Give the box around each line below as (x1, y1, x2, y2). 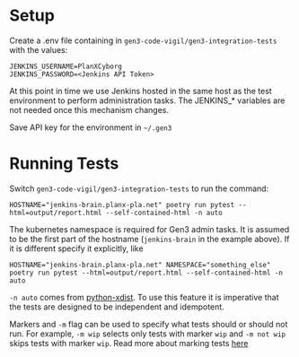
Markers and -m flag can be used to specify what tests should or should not (9, 318, 288, 329)
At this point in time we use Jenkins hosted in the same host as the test (9, 85, 272, 96)
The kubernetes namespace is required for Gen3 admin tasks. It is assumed (9, 223, 290, 234)
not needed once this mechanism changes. (9, 104, 169, 115)
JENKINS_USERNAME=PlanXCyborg (9, 62, 123, 71)
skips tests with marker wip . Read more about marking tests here (9, 337, 249, 348)
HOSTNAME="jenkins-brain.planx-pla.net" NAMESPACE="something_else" (9, 260, 271, 269)
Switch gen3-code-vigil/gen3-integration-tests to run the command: (9, 183, 269, 194)
